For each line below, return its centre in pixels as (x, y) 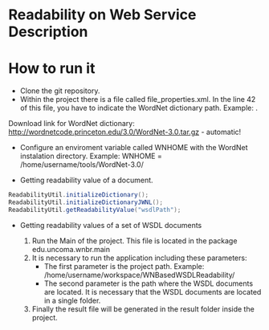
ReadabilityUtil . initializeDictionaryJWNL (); (86, 202)
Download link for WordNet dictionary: (71, 124)
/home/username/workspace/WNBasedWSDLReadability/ (139, 275)
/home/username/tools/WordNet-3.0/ (82, 165)
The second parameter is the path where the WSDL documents (149, 283)
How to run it (52, 69)
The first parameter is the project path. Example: (124, 266)
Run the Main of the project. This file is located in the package (134, 240)
